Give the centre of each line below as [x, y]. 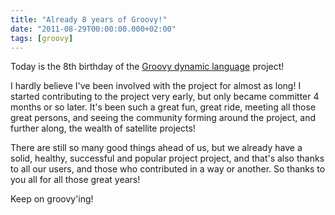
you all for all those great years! [75, 180]
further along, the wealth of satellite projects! [103, 128]
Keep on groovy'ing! [52, 199]
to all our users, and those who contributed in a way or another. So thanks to [168, 169]
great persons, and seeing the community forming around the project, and [163, 118]
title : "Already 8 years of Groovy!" [89, 19]
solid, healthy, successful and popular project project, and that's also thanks [167, 158]
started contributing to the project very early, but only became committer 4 [165, 97]
